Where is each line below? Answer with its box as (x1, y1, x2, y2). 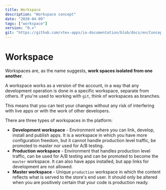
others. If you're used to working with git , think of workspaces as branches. (5, 93, 161, 99)
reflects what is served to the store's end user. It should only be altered (12, 174, 158, 180)
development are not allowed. (12, 163, 73, 169)
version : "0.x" (5, 26, 37, 31)
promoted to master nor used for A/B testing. (12, 143, 104, 149)
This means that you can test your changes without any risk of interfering (5, 102, 155, 109)
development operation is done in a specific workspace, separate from (5, 87, 149, 94)
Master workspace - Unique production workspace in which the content (12, 169, 161, 175)
